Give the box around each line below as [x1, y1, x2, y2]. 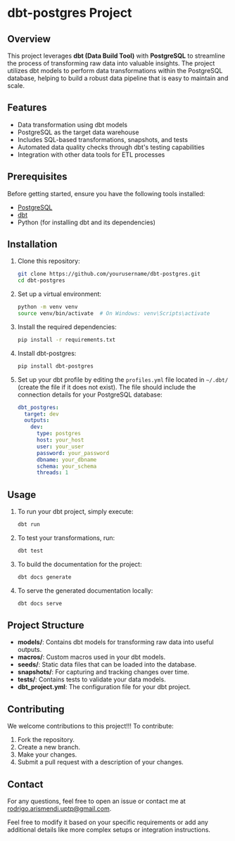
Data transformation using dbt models [17, 120, 128, 129]
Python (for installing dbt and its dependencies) [17, 218, 156, 226]
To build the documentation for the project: [17, 560, 142, 568]
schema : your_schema [36, 463, 97, 470]
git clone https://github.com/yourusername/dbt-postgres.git [17, 271, 201, 278]
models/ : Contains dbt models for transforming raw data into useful [17, 638, 214, 646]
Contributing [7, 703, 65, 715]
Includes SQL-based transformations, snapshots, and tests [17, 135, 189, 143]
